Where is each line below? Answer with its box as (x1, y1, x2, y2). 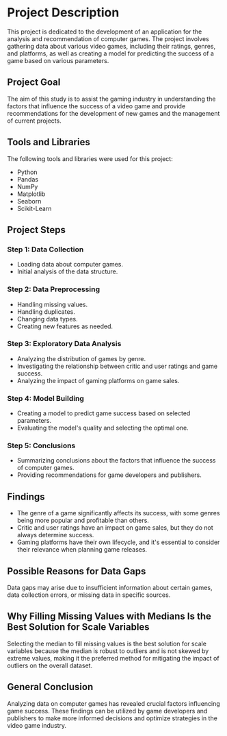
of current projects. (7, 116, 62, 125)
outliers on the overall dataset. (7, 661, 93, 670)
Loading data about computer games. (16, 260, 123, 269)
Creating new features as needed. (16, 322, 113, 330)
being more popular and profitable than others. (16, 516, 149, 525)
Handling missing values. (16, 300, 88, 308)
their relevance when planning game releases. (16, 545, 148, 554)
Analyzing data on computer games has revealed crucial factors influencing (7, 699, 220, 707)
